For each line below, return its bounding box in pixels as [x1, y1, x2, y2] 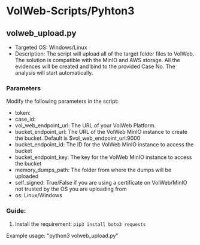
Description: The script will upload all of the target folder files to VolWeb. [14, 50, 195, 57]
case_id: [14, 115, 36, 123]
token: [14, 109, 31, 117]
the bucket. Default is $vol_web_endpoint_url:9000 [14, 134, 141, 142]
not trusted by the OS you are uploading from [14, 185, 127, 192]
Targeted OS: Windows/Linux [14, 44, 87, 51]
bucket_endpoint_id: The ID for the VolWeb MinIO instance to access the [14, 141, 194, 148]
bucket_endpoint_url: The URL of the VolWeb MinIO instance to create [14, 128, 187, 136]
